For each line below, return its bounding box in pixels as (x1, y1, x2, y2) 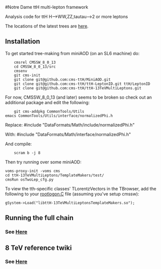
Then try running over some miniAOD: (5, 159, 82, 165)
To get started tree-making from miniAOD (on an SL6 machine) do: (5, 50, 140, 56)
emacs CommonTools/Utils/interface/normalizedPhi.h (5, 113, 113, 118)
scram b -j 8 (14, 150, 41, 155)
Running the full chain (5, 214, 74, 222)
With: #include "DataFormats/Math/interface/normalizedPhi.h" (5, 131, 131, 137)
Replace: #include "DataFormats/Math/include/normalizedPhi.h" (5, 122, 135, 128)
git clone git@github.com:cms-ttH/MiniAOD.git (14, 77, 111, 82)
